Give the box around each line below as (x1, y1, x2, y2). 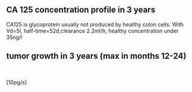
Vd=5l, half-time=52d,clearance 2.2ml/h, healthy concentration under (6, 27, 179, 34)
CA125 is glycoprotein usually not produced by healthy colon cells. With (6, 20, 184, 28)
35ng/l (6, 33, 23, 41)
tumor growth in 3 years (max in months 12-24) (6, 51, 187, 61)
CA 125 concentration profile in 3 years (6, 5, 155, 15)
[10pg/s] (6, 78, 27, 86)
